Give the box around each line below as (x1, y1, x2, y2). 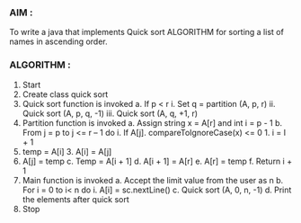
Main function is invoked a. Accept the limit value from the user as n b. (22, 174, 284, 185)
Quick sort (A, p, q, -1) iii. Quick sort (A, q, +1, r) (22, 108, 199, 119)
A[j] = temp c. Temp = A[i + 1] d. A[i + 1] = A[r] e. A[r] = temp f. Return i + (22, 156, 293, 166)
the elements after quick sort (22, 193, 130, 204)
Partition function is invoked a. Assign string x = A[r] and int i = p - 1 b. (22, 117, 283, 128)
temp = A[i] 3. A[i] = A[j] (22, 146, 112, 156)
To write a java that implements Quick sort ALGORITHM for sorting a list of (9, 27, 285, 38)
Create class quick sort (22, 88, 109, 100)
